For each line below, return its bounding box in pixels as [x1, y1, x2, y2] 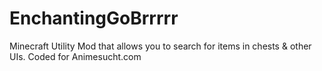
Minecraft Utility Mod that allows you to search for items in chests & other [9, 40, 312, 52]
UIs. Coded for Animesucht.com [9, 50, 142, 62]
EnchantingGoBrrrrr [9, 7, 179, 30]
